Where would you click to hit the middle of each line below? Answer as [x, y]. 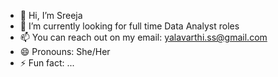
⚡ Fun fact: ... [47, 63]
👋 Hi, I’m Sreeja [51, 15]
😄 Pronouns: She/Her [65, 51]
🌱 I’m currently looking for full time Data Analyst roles [129, 26]
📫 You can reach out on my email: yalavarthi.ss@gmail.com [143, 37]
